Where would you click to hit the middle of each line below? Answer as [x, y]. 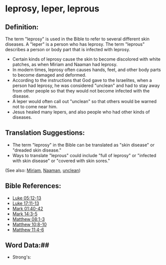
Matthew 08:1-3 [29, 219]
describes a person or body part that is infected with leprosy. [68, 49]
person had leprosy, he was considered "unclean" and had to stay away [86, 86]
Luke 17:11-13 [26, 203]
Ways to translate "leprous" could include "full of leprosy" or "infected [84, 155]
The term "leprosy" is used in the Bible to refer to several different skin [78, 39]
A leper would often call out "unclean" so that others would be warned [84, 101]
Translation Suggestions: [45, 133]
